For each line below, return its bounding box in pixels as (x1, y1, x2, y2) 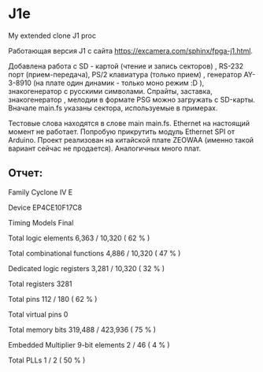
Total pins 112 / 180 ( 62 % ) (8, 294, 98, 303)
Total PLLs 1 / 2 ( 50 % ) (8, 355, 86, 365)
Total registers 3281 (8, 279, 72, 288)
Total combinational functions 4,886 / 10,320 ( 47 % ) (8, 248, 181, 258)
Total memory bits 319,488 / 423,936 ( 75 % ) (8, 325, 156, 334)
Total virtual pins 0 (8, 309, 69, 319)
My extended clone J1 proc (8, 31, 97, 40)
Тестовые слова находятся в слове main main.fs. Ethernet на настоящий (8, 118, 250, 128)
